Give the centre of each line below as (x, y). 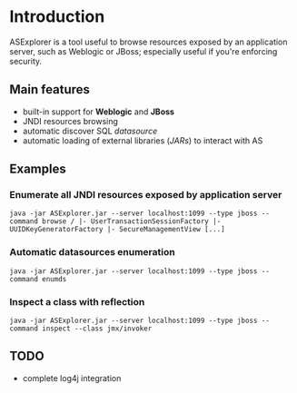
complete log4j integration (72, 378)
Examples (38, 169)
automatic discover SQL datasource (90, 131)
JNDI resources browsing (70, 121)
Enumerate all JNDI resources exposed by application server (146, 195)
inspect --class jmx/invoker (97, 329)
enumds (54, 279)
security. (26, 61)
